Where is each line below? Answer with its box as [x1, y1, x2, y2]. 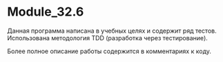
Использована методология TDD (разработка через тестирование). [7, 33, 209, 42]
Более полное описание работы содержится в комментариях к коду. [7, 47, 212, 55]
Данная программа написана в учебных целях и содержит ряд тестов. [7, 27, 217, 35]
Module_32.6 [7, 4, 84, 20]
